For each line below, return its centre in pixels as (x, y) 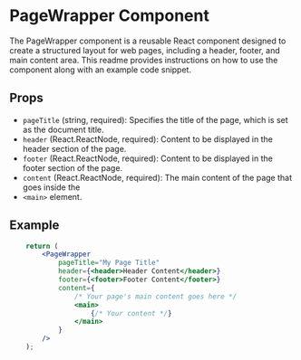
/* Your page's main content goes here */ (155, 296)
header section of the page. (74, 148)
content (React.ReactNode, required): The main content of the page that (157, 177)
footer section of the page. (73, 167)
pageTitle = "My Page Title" (109, 263)
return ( (42, 246)
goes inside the (51, 187)
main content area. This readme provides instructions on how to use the (144, 60)
